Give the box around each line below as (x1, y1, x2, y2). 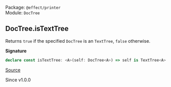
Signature (5, 48, 27, 54)
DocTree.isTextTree (5, 24, 69, 33)
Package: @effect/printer (5, 5, 61, 10)
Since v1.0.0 (5, 76, 31, 83)
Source (5, 67, 20, 73)
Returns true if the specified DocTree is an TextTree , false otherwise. (5, 38, 151, 44)
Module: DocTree (5, 10, 40, 16)
